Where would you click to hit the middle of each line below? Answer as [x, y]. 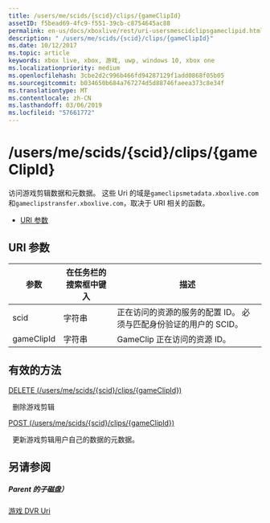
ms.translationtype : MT [48, 90]
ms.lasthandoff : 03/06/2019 [55, 105]
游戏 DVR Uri [29, 510]
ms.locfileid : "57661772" [51, 113]
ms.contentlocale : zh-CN [50, 98]
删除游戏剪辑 [33, 407]
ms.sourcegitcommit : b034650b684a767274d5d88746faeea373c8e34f [117, 83]
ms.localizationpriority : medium [64, 68]
